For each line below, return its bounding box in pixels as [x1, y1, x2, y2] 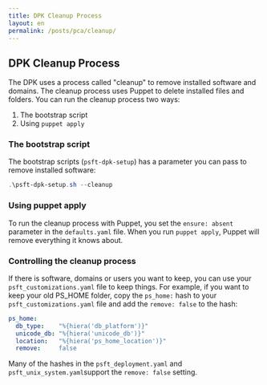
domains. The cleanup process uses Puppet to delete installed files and [8, 86, 245, 96]
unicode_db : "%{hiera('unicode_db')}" [15, 330, 146, 338]
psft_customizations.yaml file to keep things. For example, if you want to [8, 282, 249, 291]
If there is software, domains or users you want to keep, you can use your [8, 274, 252, 283]
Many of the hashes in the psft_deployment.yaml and [8, 359, 183, 369]
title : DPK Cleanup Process [8, 11, 103, 20]
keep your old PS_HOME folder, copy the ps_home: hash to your [8, 290, 217, 300]
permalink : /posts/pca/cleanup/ [8, 26, 116, 34]
